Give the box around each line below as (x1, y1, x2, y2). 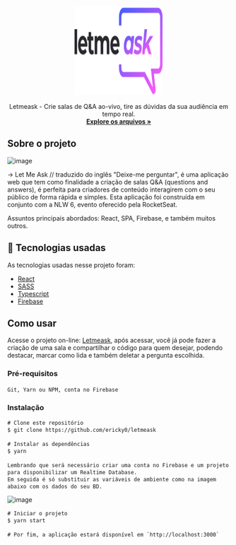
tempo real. (102, 110, 136, 118)
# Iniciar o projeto (7, 510, 69, 517)
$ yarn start (7, 517, 46, 525)
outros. (7, 221, 28, 230)
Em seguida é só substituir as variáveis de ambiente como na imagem (7, 476, 217, 484)
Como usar (7, 317, 57, 329)
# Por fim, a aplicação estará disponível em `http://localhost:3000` (7, 532, 220, 539)
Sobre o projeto (7, 138, 76, 150)
